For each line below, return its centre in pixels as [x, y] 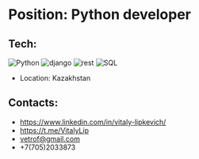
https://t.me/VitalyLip [54, 130]
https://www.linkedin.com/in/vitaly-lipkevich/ [93, 122]
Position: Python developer [100, 15]
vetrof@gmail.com [50, 138]
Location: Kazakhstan [55, 78]
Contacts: [33, 103]
